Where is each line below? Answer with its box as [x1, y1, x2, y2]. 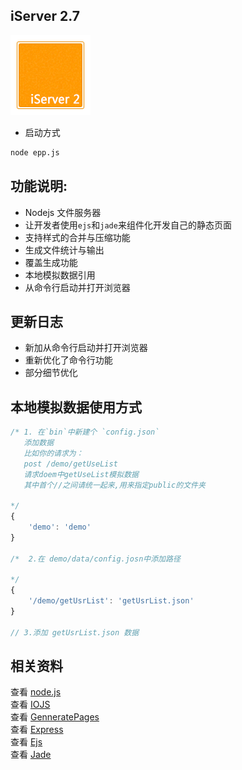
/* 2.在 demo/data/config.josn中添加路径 [10, 554, 181, 564]
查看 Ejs [10, 736, 43, 748]
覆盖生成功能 [24, 256, 78, 268]
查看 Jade [10, 749, 52, 761]
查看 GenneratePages [10, 711, 100, 723]
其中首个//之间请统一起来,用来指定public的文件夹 [23, 480, 206, 490]
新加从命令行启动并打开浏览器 [24, 342, 148, 354]
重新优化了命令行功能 [24, 354, 113, 366]
